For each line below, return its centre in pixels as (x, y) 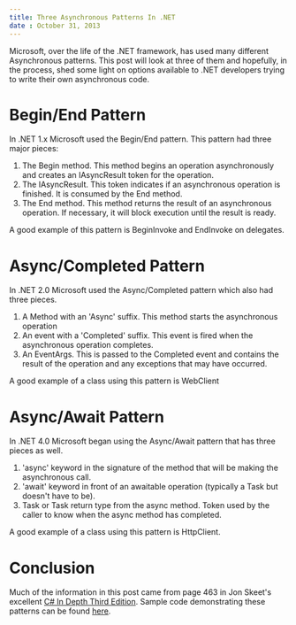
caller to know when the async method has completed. (122, 515)
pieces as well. (36, 451)
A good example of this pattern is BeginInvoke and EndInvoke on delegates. (147, 230)
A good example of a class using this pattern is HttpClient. (115, 532)
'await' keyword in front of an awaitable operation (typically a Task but (150, 487)
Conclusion (52, 568)
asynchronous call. (56, 477)
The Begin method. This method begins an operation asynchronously (148, 166)
